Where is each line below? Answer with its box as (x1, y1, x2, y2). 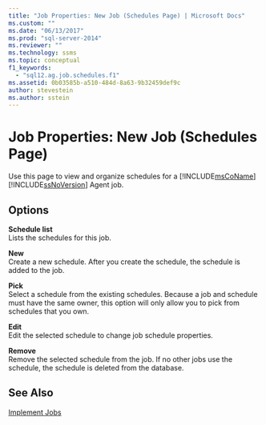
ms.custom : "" (8, 19, 56, 27)
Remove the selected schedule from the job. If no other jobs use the (8, 355, 233, 364)
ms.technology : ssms (8, 49, 78, 57)
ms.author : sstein (8, 94, 70, 102)
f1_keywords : (8, 64, 52, 72)
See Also (8, 386, 54, 400)
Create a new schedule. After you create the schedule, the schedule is (8, 257, 240, 267)
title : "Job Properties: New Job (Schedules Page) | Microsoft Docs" (8, 11, 246, 20)
